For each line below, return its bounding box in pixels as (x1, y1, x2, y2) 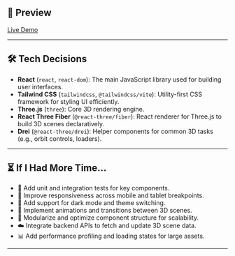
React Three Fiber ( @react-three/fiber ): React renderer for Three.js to (17, 112, 222, 121)
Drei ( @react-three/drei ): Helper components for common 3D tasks (17, 127, 213, 135)
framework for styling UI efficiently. (17, 97, 120, 105)
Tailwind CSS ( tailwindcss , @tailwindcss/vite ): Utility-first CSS (17, 90, 203, 98)
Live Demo (7, 25, 38, 33)
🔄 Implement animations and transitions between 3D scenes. (17, 206, 192, 215)
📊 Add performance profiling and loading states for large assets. (17, 232, 205, 241)
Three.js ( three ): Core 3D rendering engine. (17, 105, 145, 113)
